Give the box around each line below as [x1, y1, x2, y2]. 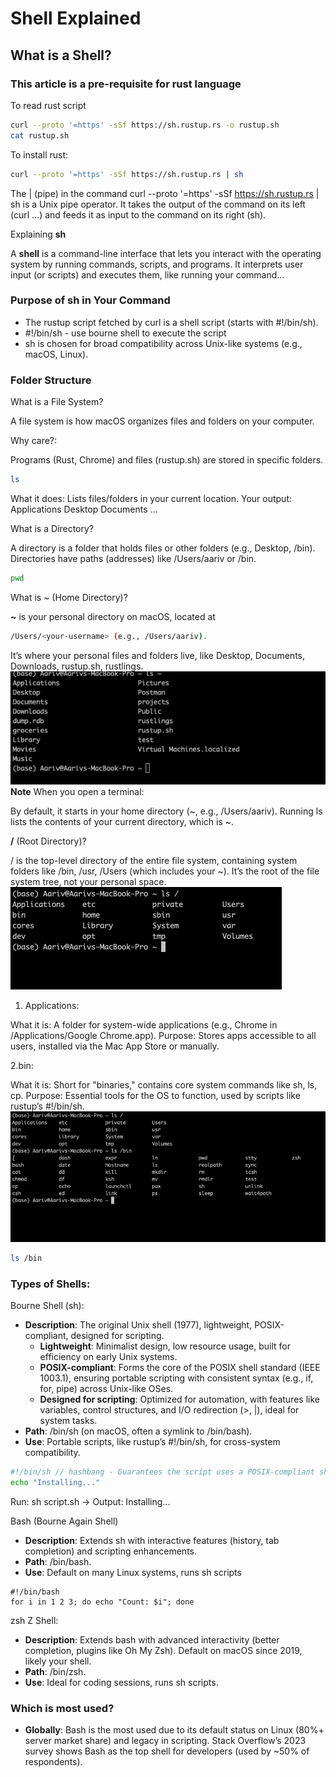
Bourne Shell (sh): [10, 1300, 85, 1312]
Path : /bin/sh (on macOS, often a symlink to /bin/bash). [24, 1425, 253, 1437]
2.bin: [10, 1060, 34, 1072]
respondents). [24, 1756, 83, 1768]
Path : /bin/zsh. [24, 1666, 87, 1678]
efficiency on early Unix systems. [39, 1351, 178, 1363]
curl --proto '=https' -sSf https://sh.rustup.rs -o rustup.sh [10, 120, 280, 130]
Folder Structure [10, 373, 92, 387]
